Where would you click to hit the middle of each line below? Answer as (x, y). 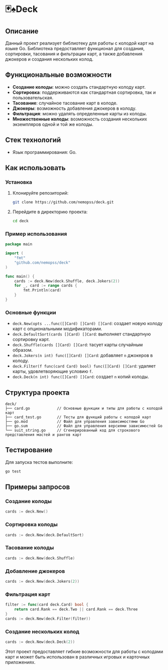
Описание (22, 31)
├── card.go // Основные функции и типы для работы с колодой (84, 409)
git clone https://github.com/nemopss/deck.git (63, 202)
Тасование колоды (30, 548)
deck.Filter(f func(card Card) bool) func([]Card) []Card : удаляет (84, 366)
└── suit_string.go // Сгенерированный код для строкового (73, 431)
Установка (19, 182)
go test (13, 471)
